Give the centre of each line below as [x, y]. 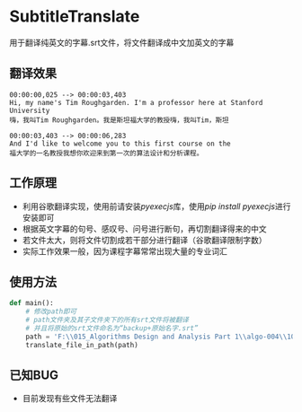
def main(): [31, 303]
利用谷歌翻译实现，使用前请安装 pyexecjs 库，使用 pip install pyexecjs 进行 [156, 206]
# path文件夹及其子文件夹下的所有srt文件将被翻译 [107, 320]
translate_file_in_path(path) [82, 345]
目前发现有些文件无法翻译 [70, 399]
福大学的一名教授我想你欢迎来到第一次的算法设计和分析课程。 [107, 153]
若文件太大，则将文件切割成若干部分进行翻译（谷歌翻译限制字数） [144, 240]
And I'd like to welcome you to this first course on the [120, 144]
